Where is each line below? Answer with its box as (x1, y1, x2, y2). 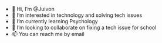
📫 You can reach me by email (11, 31, 85, 37)
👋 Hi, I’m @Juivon (11, 6, 55, 12)
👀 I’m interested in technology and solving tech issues (11, 12, 143, 19)
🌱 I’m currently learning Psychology (11, 18, 98, 24)
